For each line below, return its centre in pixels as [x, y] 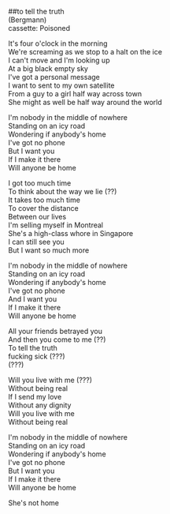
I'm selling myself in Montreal [56, 225]
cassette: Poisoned [39, 28]
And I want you [33, 299]
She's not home [34, 503]
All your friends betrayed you [55, 331]
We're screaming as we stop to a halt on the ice [85, 52]
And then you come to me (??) [57, 340]
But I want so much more [49, 250]
